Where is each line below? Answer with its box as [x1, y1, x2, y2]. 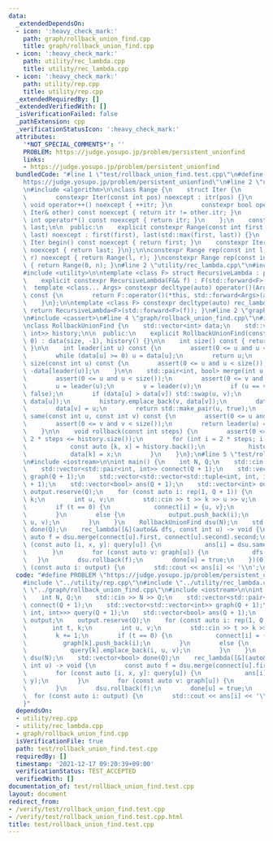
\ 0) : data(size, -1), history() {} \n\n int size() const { [23, 336, 245, 345]
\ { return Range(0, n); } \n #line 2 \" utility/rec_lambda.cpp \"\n [23, 261, 253, 269]
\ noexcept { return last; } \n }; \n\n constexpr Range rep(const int [23, 246, 256, 254]
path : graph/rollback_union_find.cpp [23, 34, 151, 43]
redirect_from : [8, 797, 60, 805]
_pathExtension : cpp [15, 118, 85, 126]
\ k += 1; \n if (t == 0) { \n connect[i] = [23, 631, 260, 639]
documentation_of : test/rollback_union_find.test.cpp [8, 782, 195, 791]
